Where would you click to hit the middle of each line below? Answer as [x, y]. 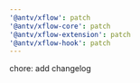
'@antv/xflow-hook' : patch [60, 43]
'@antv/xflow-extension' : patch [70, 34]
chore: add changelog [51, 69]
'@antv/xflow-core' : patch [60, 26]
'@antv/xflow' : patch [50, 18]
